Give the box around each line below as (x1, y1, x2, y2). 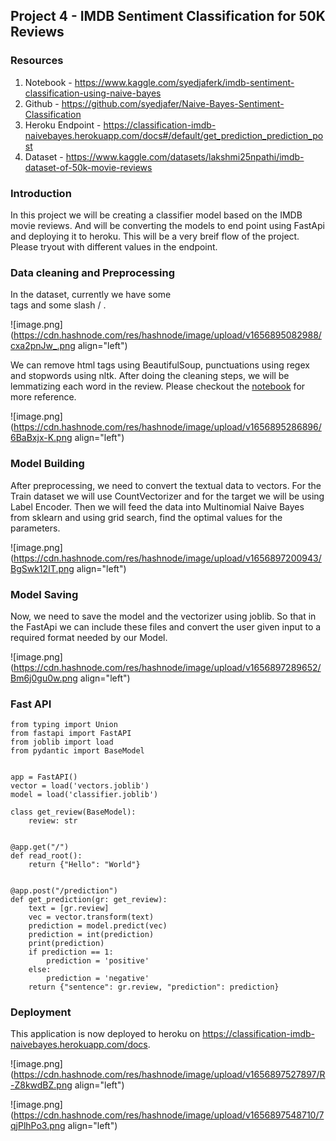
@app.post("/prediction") (10, 886, 118, 896)
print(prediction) (28, 939, 105, 949)
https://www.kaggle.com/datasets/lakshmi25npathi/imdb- (65, 150, 305, 163)
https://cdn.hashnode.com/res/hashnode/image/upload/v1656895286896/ (13, 421, 322, 433)
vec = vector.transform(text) (28, 912, 155, 923)
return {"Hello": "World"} (28, 860, 141, 870)
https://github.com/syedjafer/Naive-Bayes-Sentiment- (61, 97, 285, 109)
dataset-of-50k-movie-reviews (24, 161, 153, 173)
